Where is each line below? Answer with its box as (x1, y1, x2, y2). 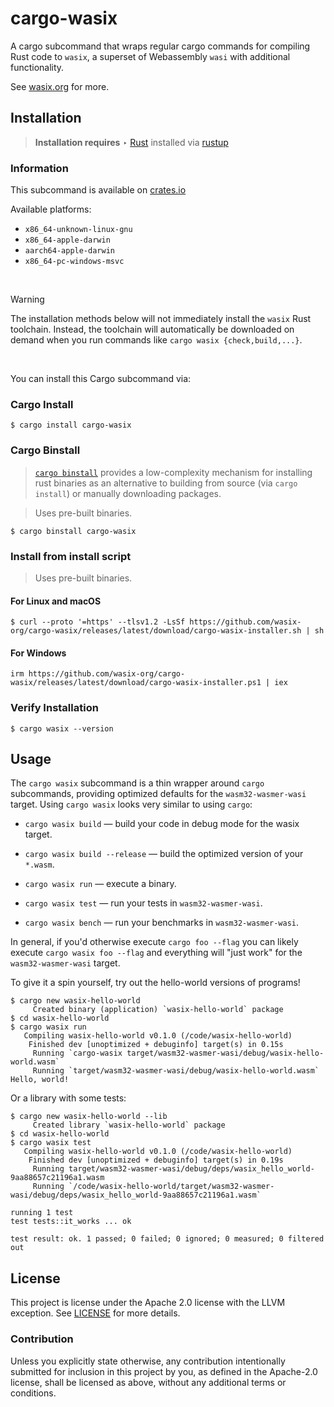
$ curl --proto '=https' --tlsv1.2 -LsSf (10, 617, 186, 627)
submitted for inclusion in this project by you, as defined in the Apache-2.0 (10, 1365, 318, 1377)
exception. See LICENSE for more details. (10, 1307, 181, 1319)
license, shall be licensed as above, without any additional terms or (10, 1376, 287, 1388)
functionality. (10, 61, 65, 73)
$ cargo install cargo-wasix (10, 420, 132, 431)
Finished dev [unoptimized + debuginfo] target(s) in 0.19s (28, 1155, 284, 1166)
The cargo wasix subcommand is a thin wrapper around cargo (10, 777, 265, 789)
